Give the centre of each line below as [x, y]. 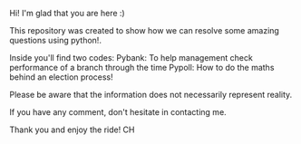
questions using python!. [56, 40]
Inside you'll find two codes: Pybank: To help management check [131, 58]
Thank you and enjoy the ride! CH [72, 130]
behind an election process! [61, 77]
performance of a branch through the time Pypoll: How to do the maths [142, 67]
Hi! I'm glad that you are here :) [67, 13]
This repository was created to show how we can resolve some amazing [144, 30]
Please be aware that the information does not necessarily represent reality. [151, 95]
